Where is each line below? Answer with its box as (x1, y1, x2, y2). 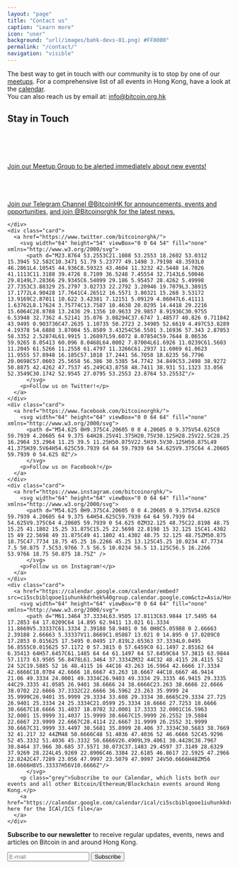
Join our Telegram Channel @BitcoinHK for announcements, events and (7, 200, 217, 208)
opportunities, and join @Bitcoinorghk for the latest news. (7, 207, 176, 215)
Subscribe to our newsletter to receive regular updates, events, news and (7, 830, 225, 838)
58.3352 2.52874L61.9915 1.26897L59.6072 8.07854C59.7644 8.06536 (7, 333, 208, 340)
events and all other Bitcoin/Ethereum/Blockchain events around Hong (7, 780, 220, 787)
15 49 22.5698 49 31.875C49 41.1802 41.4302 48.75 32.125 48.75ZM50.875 (7, 531, 227, 539)
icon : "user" (7, 30, 46, 38)
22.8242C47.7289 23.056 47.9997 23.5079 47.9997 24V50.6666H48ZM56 (7, 755, 211, 762)
